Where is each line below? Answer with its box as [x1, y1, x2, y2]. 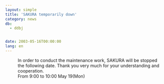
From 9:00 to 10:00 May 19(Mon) [17, 73, 85, 79]
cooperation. [17, 68, 44, 74]
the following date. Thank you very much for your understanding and [17, 63, 159, 69]
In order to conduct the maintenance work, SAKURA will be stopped [17, 57, 157, 63]
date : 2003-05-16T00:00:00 [5, 39, 61, 44]
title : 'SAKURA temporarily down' [5, 12, 77, 17]
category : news [5, 16, 37, 21]
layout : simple [5, 7, 37, 12]
